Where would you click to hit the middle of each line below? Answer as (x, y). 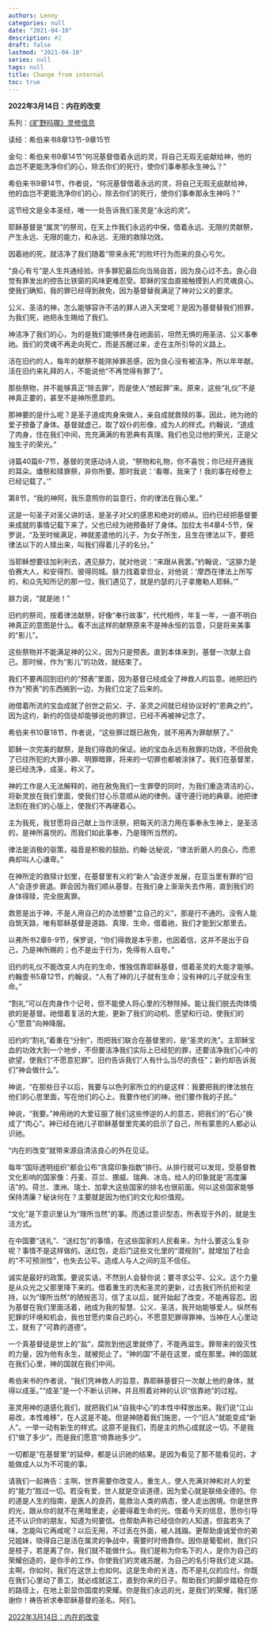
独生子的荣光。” (32, 444)
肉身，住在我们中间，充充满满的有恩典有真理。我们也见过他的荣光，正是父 (136, 434)
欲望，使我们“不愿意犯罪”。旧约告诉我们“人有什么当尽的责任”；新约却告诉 (129, 1060)
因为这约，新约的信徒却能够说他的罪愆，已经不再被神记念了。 (109, 715)
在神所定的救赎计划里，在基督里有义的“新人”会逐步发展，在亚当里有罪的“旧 (131, 876)
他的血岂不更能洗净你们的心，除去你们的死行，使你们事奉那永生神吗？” (124, 193)
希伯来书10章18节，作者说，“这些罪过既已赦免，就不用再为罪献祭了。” (121, 732)
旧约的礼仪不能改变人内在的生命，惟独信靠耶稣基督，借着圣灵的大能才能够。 (133, 967)
